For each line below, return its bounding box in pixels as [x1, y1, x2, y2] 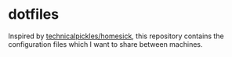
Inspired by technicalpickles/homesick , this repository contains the [8, 31, 225, 41]
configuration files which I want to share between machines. [8, 39, 203, 48]
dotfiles [8, 5, 60, 23]
